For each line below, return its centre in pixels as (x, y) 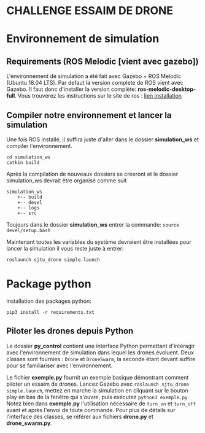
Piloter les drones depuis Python (70, 331)
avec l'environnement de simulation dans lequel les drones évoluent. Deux (100, 352)
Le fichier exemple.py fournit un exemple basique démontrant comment (98, 377)
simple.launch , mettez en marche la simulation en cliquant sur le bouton (97, 390)
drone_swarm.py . (29, 423)
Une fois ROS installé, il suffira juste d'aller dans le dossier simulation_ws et (103, 139)
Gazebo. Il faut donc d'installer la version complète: (72, 89)
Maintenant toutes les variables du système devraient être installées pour (99, 242)
